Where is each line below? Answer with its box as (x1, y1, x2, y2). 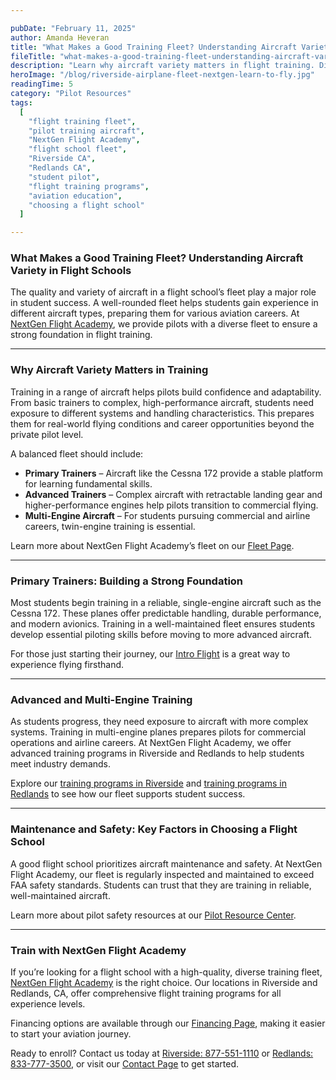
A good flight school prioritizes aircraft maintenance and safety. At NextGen (10, 857, 323, 870)
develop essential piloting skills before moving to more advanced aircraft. (10, 629, 313, 641)
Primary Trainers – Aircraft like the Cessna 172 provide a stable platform (24, 467, 323, 479)
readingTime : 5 (10, 79, 74, 90)
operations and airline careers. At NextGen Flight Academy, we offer (10, 737, 292, 749)
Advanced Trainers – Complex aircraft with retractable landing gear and (24, 488, 323, 500)
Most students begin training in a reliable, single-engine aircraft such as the (10, 597, 322, 609)
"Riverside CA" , (28, 154, 97, 164)
